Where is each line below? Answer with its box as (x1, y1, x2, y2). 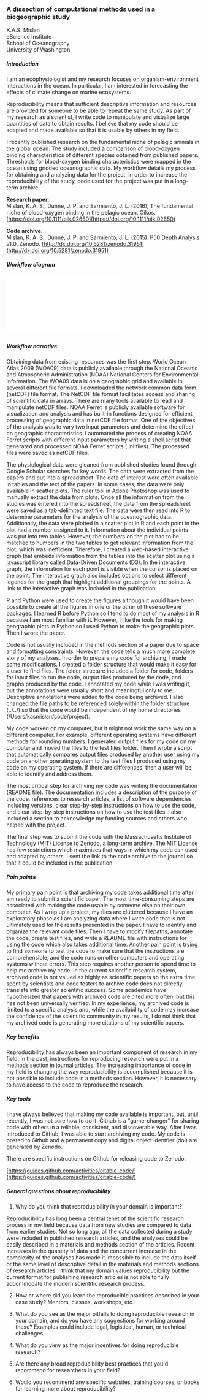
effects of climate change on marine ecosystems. (6, 88, 131, 96)
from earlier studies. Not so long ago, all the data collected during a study (6, 1228, 193, 1236)
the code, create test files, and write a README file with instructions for (6, 934, 187, 942)
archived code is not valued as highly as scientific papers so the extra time (6, 974, 196, 981)
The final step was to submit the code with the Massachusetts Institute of (6, 833, 192, 841)
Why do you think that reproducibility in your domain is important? (15, 1203, 182, 1210)
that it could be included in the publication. (6, 859, 115, 866)
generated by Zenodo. (6, 1143, 63, 1151)
